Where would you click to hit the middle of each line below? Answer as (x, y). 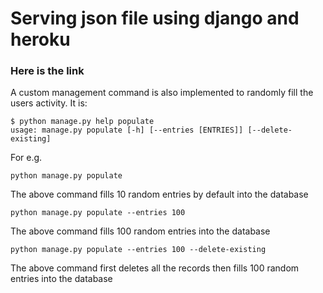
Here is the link (47, 71)
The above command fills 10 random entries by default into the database (159, 194)
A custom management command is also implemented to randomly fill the (162, 93)
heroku (40, 39)
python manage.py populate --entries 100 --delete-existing (138, 250)
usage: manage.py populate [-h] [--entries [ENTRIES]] (127, 130)
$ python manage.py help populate (82, 122)
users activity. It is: (49, 103)
